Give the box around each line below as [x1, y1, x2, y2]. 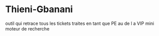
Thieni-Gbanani [5, 4, 73, 15]
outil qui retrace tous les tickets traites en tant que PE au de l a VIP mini [5, 20, 154, 26]
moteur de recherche [5, 25, 50, 31]
